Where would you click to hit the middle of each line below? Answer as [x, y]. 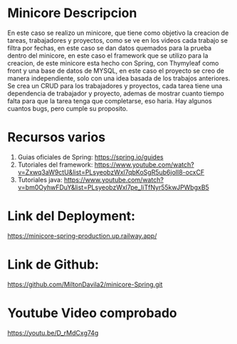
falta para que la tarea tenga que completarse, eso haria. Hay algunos [110, 100]
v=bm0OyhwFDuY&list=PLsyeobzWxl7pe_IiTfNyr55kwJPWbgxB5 [114, 187]
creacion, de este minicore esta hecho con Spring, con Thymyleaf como [113, 63]
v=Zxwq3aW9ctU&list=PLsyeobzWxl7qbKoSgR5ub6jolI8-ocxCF [111, 172]
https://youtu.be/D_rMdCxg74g [53, 333]
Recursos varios [56, 137]
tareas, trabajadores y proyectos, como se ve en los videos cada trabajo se [117, 40]
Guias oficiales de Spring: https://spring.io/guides [90, 157]
